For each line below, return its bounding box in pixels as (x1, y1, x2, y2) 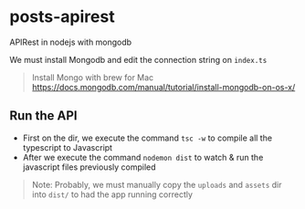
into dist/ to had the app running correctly (31, 189, 194, 200)
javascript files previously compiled (22, 162, 157, 172)
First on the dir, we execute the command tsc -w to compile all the (22, 132, 272, 143)
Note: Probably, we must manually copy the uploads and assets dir (31, 179, 282, 190)
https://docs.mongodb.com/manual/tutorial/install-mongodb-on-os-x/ (31, 81, 296, 92)
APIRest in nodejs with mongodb (9, 37, 132, 47)
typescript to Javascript (22, 141, 112, 152)
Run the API (9, 108, 78, 124)
